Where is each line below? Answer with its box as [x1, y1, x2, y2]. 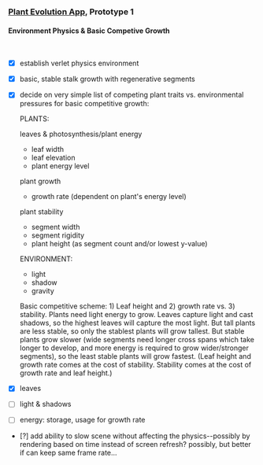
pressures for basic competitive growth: [19, 99, 150, 109]
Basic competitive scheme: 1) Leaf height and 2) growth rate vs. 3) [19, 301, 235, 311]
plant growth [19, 176, 61, 186]
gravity [31, 286, 55, 296]
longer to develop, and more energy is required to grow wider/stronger [19, 343, 250, 352]
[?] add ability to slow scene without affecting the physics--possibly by [19, 431, 250, 441]
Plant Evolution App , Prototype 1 [8, 6, 134, 17]
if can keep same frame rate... [19, 448, 117, 457]
